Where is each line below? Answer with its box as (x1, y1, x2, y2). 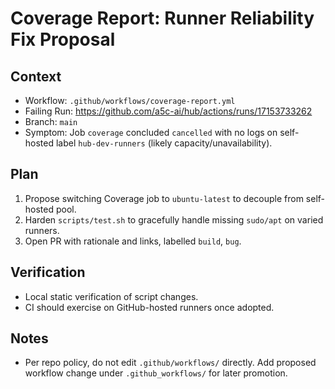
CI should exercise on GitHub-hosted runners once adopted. (24, 301, 275, 313)
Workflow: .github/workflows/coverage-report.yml (24, 95, 236, 106)
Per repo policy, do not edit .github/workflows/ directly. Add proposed (24, 357, 317, 369)
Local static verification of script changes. (24, 290, 199, 302)
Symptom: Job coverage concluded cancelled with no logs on (24, 127, 278, 138)
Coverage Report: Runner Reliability (10, 7, 315, 30)
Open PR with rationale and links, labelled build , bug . (24, 235, 242, 247)
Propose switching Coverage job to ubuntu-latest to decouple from (24, 192, 304, 204)
